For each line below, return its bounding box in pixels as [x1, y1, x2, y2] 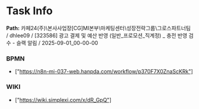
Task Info [6, 4, 53, 18]
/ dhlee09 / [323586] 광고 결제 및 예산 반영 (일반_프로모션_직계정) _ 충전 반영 [6, 31, 188, 39]
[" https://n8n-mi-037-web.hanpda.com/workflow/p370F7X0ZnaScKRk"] [14, 68, 194, 75]
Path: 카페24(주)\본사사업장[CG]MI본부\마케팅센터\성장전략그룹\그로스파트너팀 [6, 24, 191, 31]
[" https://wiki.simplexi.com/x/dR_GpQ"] [14, 96, 111, 103]
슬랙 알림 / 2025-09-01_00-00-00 [16, 39, 98, 46]
